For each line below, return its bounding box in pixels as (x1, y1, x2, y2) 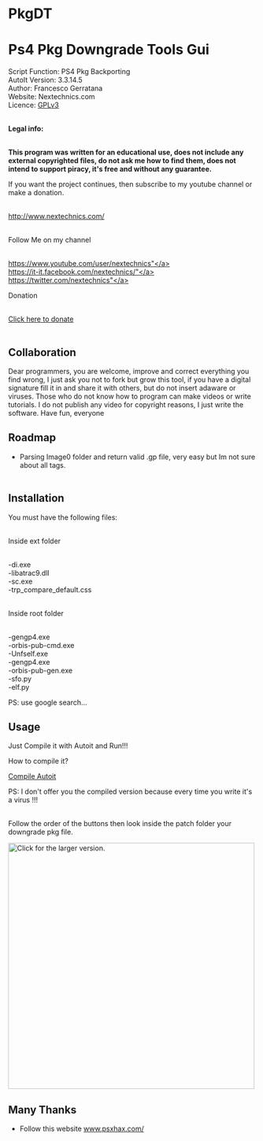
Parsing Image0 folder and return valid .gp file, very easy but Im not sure (19, 452, 256, 461)
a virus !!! (8, 795, 39, 805)
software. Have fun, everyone (8, 408, 105, 417)
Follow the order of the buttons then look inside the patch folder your (8, 819, 232, 828)
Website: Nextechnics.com (8, 92, 96, 102)
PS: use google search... (8, 698, 88, 707)
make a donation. (8, 188, 65, 198)
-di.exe (8, 560, 31, 569)
